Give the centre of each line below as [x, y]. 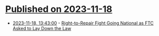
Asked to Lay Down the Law [42, 28]
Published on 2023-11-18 [59, 9]
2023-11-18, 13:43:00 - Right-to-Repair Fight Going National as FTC [83, 23]
